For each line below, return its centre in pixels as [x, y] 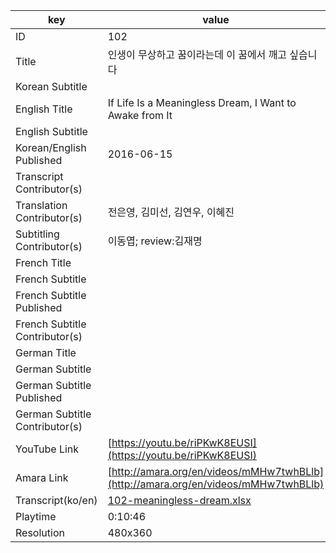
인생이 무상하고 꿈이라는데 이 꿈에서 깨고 [197, 54]
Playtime [36, 516]
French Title [43, 262]
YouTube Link [47, 449]
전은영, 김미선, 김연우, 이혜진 [171, 212]
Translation [41, 205]
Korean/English [51, 147]
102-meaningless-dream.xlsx [179, 500]
